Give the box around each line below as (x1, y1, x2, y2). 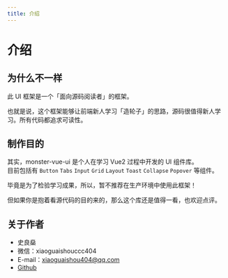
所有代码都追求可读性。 (19, 116, 87, 124)
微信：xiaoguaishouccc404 (17, 247, 97, 255)
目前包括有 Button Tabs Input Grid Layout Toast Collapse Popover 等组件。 (7, 167, 218, 175)
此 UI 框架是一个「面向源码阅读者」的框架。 (7, 92, 134, 100)
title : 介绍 (7, 10, 40, 17)
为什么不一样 (7, 72, 63, 84)
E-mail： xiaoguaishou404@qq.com (17, 256, 120, 264)
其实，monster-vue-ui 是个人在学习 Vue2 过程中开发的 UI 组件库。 (7, 157, 198, 166)
